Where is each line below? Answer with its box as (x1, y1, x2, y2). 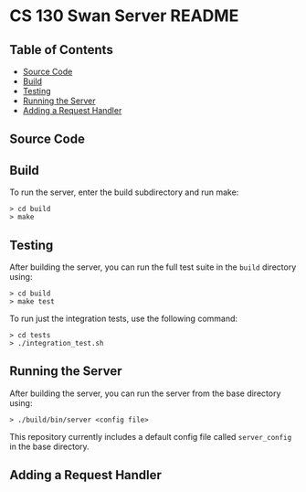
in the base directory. (9, 441, 90, 452)
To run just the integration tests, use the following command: (9, 313, 238, 325)
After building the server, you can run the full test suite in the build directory (9, 262, 297, 273)
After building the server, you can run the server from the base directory (9, 388, 281, 399)
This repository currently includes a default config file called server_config (9, 431, 292, 442)
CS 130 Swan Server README (9, 5, 239, 27)
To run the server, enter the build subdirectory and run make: (9, 187, 239, 198)
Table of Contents (9, 42, 114, 58)
